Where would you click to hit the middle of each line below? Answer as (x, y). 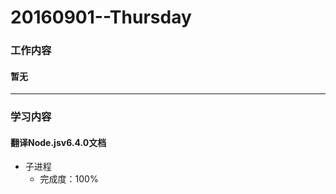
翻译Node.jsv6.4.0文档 (58, 142)
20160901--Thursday (101, 17)
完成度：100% (69, 179)
